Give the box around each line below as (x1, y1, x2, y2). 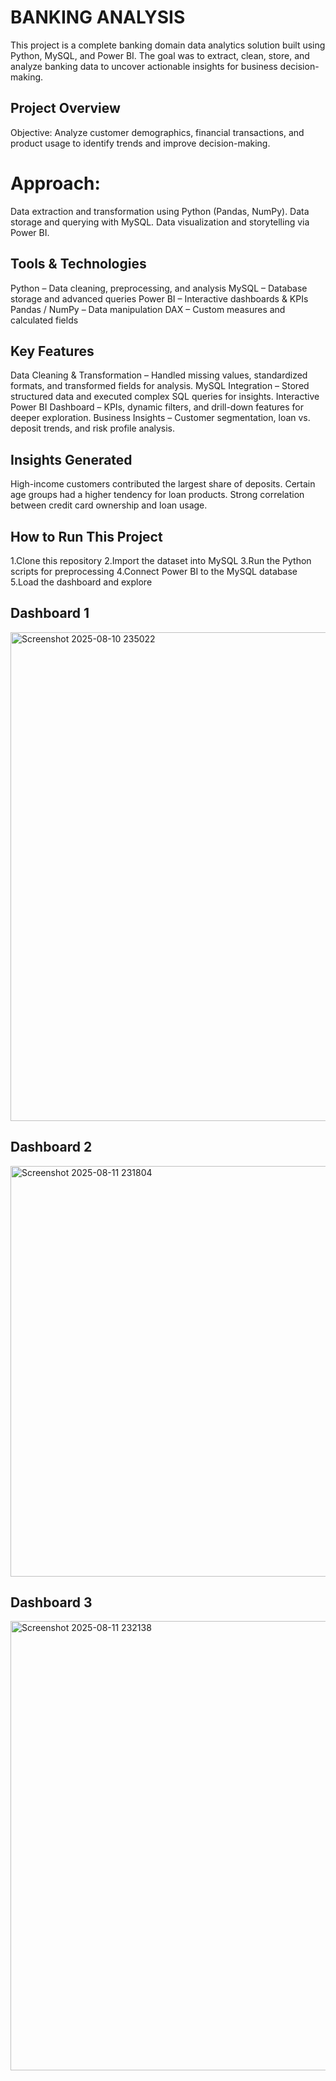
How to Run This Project (10, 528, 163, 545)
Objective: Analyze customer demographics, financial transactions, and (10, 126, 305, 138)
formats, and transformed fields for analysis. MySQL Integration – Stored (10, 380, 310, 392)
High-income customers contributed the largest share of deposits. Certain (10, 478, 316, 490)
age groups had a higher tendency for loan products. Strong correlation (10, 489, 305, 501)
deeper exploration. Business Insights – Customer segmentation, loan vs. (10, 412, 311, 424)
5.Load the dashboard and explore (10, 576, 153, 588)
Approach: (10, 172, 101, 195)
